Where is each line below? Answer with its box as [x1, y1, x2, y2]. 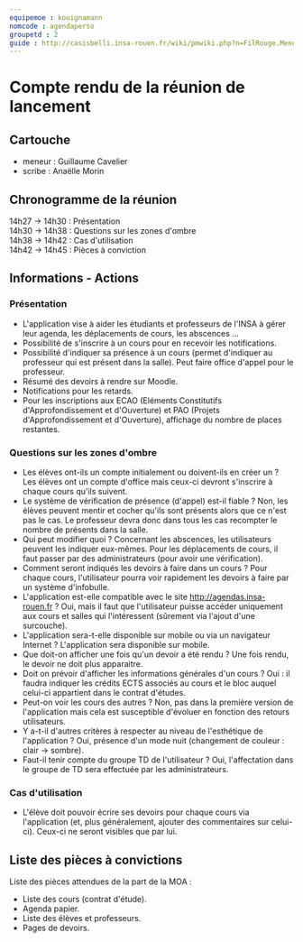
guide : [9, 38, 39, 48]
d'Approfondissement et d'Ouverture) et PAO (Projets [22, 404, 221, 415]
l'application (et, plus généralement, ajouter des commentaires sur [22, 817, 270, 827]
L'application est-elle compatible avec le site [22, 592, 188, 603]
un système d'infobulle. [22, 582, 110, 593]
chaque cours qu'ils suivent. [22, 486, 128, 497]
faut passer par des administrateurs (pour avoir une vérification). [22, 553, 263, 564]
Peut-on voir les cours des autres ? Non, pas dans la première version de [22, 697, 294, 708]
